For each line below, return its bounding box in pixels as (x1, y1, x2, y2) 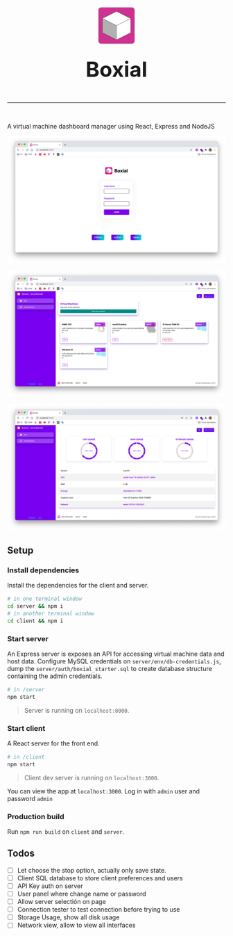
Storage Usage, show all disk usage (17, 913, 120, 921)
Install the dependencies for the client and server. (7, 581, 149, 590)
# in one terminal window (7, 595, 82, 603)
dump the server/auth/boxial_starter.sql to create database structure (7, 664, 213, 672)
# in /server (7, 686, 45, 693)
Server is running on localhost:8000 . (24, 706, 130, 714)
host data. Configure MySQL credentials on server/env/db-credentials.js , (7, 656, 221, 665)
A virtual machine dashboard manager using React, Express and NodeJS (7, 122, 215, 131)
